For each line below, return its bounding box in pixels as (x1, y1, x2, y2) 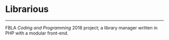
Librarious (5, 3, 49, 15)
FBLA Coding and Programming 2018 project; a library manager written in (5, 24, 158, 30)
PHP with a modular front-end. (5, 30, 69, 36)
